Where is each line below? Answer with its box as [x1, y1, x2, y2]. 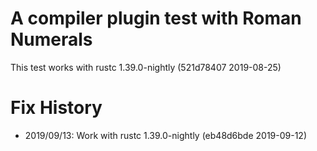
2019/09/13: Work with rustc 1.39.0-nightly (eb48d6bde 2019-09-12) [24, 129, 308, 141]
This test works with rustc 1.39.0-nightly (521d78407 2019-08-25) [10, 61, 282, 73]
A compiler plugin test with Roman [10, 7, 302, 30]
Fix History [10, 97, 103, 119]
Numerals [10, 28, 93, 51]
